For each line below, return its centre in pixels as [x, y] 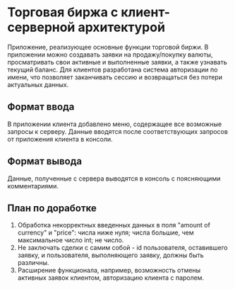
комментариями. [33, 186]
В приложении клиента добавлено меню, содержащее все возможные [115, 124]
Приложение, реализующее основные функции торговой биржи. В [108, 47]
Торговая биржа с [63, 12]
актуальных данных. [38, 84]
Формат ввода [41, 107]
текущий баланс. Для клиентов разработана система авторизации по [113, 69]
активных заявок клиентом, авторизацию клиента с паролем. [111, 278]
